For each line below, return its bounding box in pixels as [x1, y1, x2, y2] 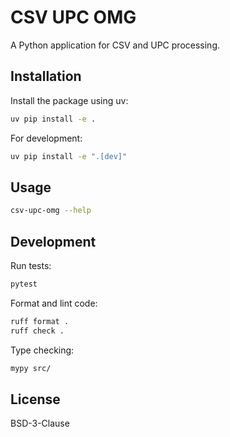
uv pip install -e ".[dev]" [10, 151, 128, 161]
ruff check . [10, 326, 65, 336]
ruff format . [10, 316, 70, 326]
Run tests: [10, 260, 52, 271]
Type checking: [10, 344, 75, 356]
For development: [10, 132, 83, 144]
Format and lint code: [10, 297, 98, 309]
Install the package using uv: [10, 94, 129, 106]
